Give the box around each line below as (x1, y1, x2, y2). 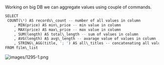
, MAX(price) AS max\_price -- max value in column (14, 27, 121, 32)
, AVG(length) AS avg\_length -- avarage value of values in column (14, 36, 156, 41)
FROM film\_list (5, 45, 38, 50)
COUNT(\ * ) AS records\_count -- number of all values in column (7, 18, 141, 23)
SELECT (5, 14, 19, 19)
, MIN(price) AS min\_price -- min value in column (14, 22, 121, 27)
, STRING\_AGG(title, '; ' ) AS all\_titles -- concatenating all (14, 41, 150, 46)
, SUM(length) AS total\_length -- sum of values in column (14, 32, 139, 37)
